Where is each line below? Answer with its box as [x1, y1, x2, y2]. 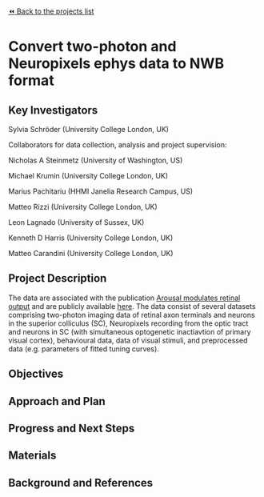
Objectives [8, 367, 64, 381]
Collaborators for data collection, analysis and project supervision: [8, 140, 227, 150]
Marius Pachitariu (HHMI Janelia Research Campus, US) [8, 186, 194, 196]
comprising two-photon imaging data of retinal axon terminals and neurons [8, 310, 255, 319]
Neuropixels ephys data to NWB [8, 54, 225, 73]
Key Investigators [8, 103, 98, 117]
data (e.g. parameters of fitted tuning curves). [8, 343, 160, 354]
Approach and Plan [8, 395, 106, 408]
